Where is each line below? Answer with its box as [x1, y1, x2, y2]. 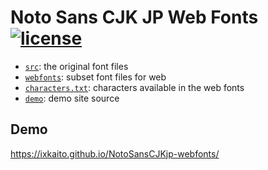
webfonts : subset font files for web [24, 71, 167, 83]
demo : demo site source [24, 92, 120, 104]
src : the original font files [24, 60, 129, 72]
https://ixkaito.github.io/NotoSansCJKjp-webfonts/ [10, 147, 220, 160]
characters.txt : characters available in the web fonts [24, 81, 245, 93]
